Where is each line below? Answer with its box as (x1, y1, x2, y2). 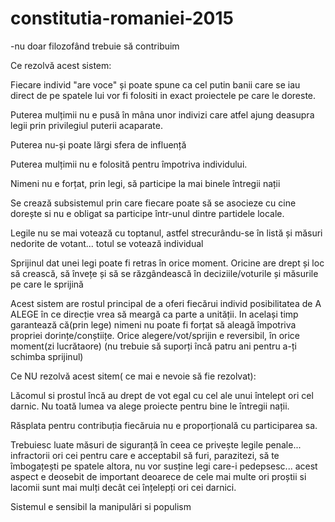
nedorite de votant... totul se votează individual (10, 237, 204, 249)
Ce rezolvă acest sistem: (10, 59, 112, 71)
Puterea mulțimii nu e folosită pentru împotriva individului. (10, 158, 248, 170)
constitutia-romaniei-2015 (10, 7, 234, 30)
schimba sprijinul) (10, 350, 84, 362)
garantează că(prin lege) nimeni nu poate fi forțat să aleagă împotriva (10, 318, 297, 331)
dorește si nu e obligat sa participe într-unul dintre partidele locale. (10, 207, 285, 219)
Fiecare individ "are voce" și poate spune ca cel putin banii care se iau (10, 78, 301, 91)
